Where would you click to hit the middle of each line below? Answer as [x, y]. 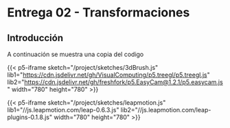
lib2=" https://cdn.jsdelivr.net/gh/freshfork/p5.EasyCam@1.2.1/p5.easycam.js [115, 82]
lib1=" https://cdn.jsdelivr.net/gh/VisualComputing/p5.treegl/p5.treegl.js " [109, 75]
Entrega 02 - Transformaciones [99, 13]
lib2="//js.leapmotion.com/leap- [166, 110]
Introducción [35, 38]
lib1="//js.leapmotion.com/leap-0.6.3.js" [63, 110]
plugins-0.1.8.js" [30, 117]
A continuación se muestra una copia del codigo [76, 54]
